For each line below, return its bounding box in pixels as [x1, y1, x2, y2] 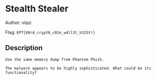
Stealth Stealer [5, 3, 69, 14]
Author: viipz [5, 19, 32, 25]
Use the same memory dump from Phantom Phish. [5, 57, 104, 62]
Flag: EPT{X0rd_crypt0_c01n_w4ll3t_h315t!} [5, 29, 95, 35]
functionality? [5, 70, 37, 75]
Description [5, 43, 43, 52]
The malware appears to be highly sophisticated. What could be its [5, 65, 151, 70]
